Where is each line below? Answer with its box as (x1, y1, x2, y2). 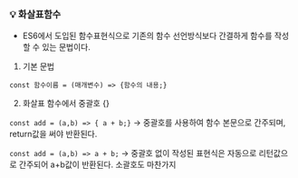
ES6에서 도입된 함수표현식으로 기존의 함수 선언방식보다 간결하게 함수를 (22, 30, 273, 42)
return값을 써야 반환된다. (9, 129, 98, 140)
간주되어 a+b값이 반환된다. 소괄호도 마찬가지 (18, 159, 177, 170)
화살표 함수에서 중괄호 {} (22, 98, 111, 109)
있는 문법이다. (42, 42, 91, 53)
